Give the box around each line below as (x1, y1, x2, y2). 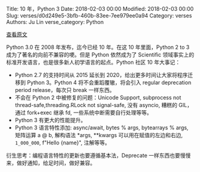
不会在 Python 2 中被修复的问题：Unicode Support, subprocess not (14, 94, 181, 101)
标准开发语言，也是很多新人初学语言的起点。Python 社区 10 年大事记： (6, 59, 181, 66)
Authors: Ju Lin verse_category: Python (6, 19, 104, 25)
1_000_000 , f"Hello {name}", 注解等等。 (14, 139, 111, 146)
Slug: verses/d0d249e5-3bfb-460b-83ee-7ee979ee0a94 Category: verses (6, 12, 192, 19)
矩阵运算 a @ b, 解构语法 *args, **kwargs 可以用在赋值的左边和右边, (14, 132, 183, 138)
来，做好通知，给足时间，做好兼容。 (6, 159, 96, 167)
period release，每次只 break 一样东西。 (14, 87, 115, 93)
